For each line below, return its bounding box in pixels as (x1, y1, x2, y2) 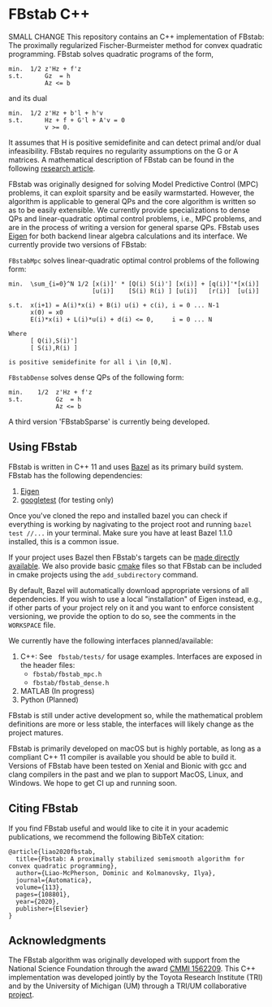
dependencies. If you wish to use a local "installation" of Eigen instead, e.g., (8, 594, 262, 604)
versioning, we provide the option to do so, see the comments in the (8, 611, 236, 621)
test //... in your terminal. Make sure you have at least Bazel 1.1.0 (8, 528, 233, 538)
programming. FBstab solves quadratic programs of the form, (8, 49, 214, 59)
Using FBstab (8, 440, 78, 454)
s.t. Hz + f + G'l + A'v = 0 (8, 116, 126, 124)
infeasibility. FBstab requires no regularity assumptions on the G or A (8, 146, 239, 155)
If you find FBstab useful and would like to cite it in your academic (8, 823, 229, 833)
